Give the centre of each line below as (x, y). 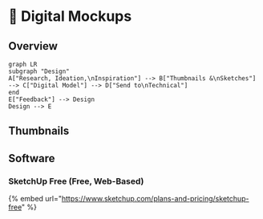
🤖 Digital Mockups (70, 16)
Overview (33, 46)
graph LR (23, 64)
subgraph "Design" (39, 71)
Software (32, 158)
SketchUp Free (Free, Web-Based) (76, 181)
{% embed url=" (35, 199)
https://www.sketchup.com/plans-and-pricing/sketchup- (156, 199)
